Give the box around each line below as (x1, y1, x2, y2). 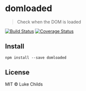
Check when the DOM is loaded (17, 19, 82, 25)
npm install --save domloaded (5, 55, 67, 60)
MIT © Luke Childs (5, 81, 43, 87)
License (5, 68, 30, 76)
